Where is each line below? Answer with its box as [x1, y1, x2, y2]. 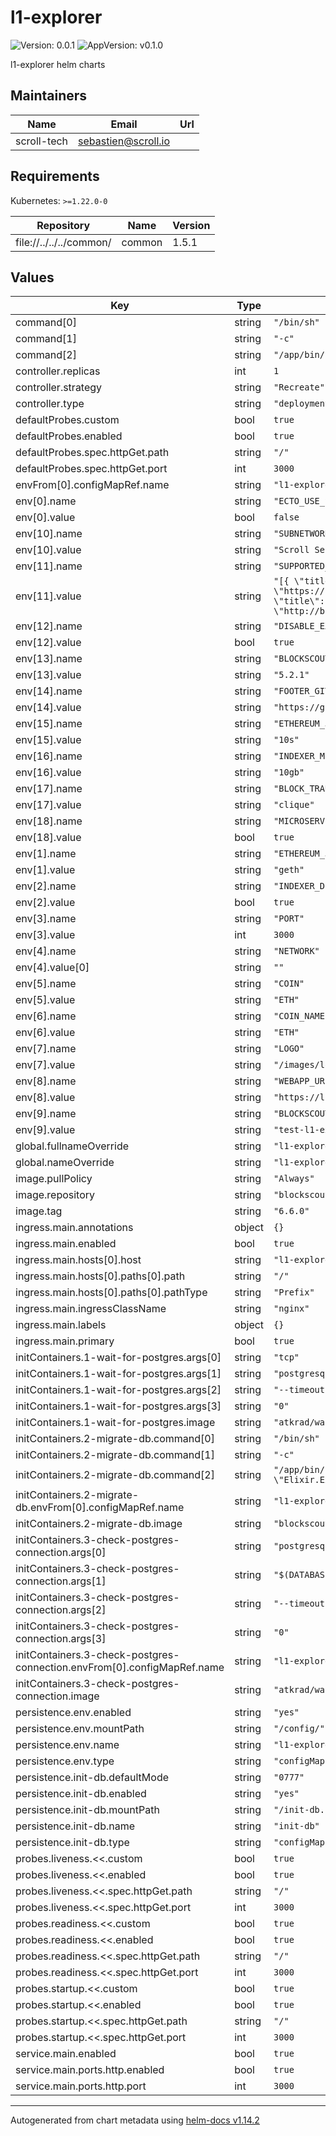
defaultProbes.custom [15, 413, 120, 427]
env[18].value [15, 831, 82, 845]
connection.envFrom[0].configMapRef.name [15, 1661, 225, 1675]
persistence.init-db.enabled [15, 1787, 147, 1801]
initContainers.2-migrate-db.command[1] [15, 1448, 215, 1462]
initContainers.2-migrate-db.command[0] [15, 1432, 215, 1446]
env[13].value [15, 668, 82, 682]
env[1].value [15, 863, 76, 877]
